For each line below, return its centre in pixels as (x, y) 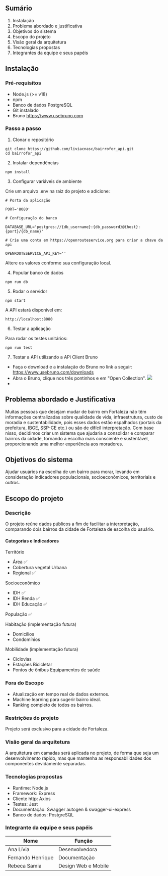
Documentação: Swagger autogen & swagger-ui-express (72, 809)
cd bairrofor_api (23, 153)
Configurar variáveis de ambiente (47, 181)
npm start (16, 300)
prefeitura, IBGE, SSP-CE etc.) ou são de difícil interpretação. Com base (80, 428)
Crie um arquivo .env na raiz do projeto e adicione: (58, 191)
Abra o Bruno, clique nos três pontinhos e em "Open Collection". (79, 378)
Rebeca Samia (25, 865)
